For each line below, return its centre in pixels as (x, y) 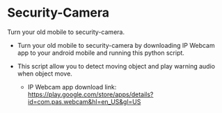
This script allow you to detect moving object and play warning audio (116, 66)
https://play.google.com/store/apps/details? (90, 94)
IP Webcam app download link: (72, 87)
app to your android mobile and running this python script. (101, 53)
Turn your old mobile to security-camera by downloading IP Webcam (116, 45)
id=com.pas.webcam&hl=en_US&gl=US (84, 101)
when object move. (45, 73)
